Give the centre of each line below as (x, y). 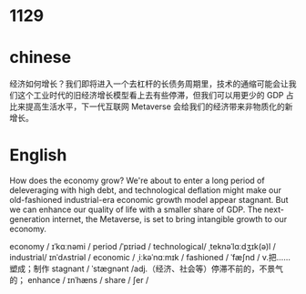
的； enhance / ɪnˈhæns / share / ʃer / (79, 280)
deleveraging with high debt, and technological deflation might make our (146, 190)
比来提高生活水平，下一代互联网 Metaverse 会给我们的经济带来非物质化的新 (151, 106)
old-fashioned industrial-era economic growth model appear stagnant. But (149, 200)
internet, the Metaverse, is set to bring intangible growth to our (169, 219)
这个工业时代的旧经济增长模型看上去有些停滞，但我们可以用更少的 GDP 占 (155, 96)
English (38, 155)
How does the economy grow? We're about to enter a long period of (138, 181)
